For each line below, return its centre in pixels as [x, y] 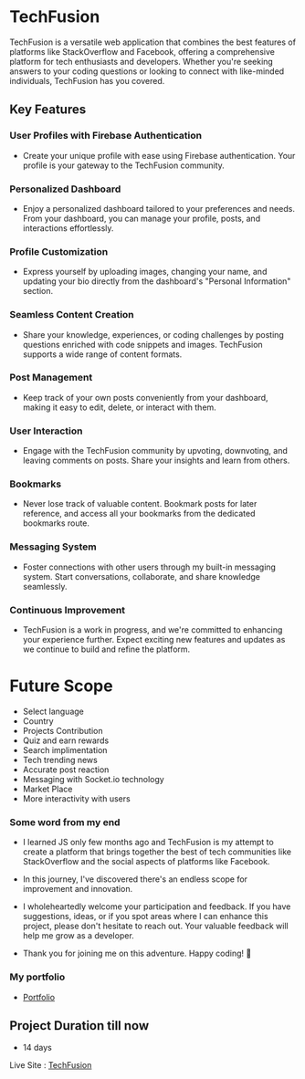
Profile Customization [59, 251]
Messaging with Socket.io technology [93, 779]
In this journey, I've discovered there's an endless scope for [135, 879]
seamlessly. [45, 586]
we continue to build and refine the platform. [106, 649]
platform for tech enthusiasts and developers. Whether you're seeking [142, 61]
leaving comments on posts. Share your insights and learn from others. [156, 461]
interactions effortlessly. [68, 228]
